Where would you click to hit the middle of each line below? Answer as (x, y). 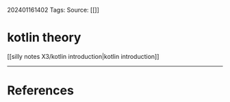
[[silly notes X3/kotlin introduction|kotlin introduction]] (83, 56)
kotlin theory (44, 38)
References (40, 91)
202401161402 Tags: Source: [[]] (53, 10)
